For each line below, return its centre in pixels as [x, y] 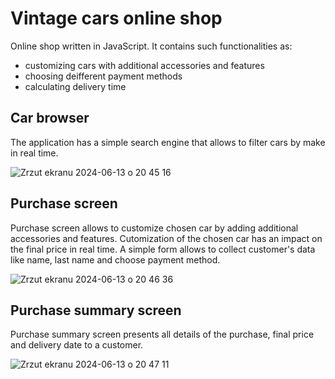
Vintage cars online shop [116, 18]
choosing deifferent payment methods [103, 76]
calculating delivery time [75, 86]
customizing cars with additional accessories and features [144, 65]
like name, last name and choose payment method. [115, 259]
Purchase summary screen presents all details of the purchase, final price [162, 334]
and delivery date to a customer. [77, 345]
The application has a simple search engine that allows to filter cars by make [168, 142]
